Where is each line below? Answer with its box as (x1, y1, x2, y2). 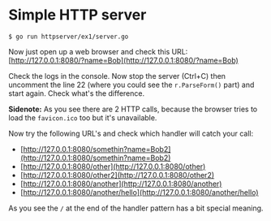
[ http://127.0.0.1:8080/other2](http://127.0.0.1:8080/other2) (19, 170, 215, 180)
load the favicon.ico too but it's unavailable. (8, 112, 157, 123)
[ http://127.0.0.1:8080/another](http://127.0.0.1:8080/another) (19, 179, 222, 188)
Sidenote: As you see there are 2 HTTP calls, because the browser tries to (8, 104, 258, 114)
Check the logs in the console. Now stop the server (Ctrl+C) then (8, 71, 226, 80)
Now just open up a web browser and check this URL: (8, 46, 188, 56)
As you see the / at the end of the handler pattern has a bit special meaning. (8, 203, 264, 213)
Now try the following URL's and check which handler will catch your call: (8, 128, 254, 138)
